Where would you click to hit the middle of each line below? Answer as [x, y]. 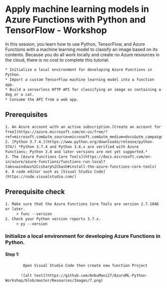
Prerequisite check [35, 192]
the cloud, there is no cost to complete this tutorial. [57, 60]
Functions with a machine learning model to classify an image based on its [82, 49]
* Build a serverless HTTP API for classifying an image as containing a [83, 90]
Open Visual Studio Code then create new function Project [85, 265]
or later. [15, 209]
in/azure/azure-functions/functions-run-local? [55, 162]
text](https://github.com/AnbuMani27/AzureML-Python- [91, 275]
